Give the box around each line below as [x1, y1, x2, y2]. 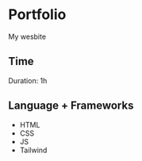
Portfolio [8, 6, 67, 24]
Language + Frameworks [8, 99, 134, 113]
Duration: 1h [8, 75, 48, 85]
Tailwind [19, 145, 48, 155]
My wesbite [8, 32, 46, 41]
